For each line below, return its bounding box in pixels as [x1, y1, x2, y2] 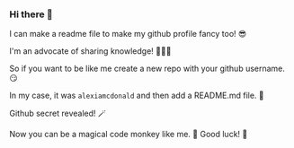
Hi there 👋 [9, 8, 54, 21]
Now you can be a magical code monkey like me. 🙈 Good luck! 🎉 [9, 129, 248, 140]
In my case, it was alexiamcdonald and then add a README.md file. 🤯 [9, 90, 265, 101]
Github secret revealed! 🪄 [9, 108, 106, 119]
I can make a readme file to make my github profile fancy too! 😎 [9, 29, 247, 39]
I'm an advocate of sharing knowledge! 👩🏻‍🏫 [9, 46, 172, 57]
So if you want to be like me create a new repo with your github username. [9, 63, 286, 74]
